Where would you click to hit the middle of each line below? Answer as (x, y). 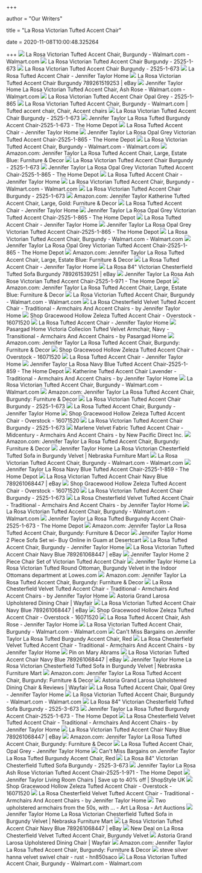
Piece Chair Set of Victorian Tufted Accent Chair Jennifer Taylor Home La (101, 562)
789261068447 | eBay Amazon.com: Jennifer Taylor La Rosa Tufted (94, 737)
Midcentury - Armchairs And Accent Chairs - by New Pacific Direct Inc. (95, 435)
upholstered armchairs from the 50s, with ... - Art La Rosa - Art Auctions (96, 808)
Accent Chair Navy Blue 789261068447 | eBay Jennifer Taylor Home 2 (98, 554)
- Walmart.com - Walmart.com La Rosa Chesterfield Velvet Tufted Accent (101, 302)
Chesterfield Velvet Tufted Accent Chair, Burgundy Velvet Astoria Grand (99, 835)
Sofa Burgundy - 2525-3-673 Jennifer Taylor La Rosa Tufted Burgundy (98, 709)
